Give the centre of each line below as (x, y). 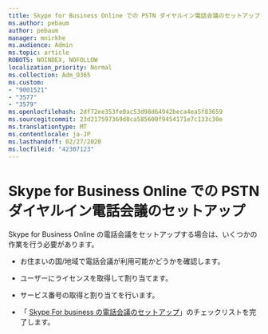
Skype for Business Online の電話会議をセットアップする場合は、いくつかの (133, 234)
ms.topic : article (39, 53)
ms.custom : (26, 82)
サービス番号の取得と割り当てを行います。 (89, 295)
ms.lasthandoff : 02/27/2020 (55, 141)
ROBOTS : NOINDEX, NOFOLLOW (53, 61)
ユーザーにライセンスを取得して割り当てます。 (96, 278)
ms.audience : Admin (41, 45)
